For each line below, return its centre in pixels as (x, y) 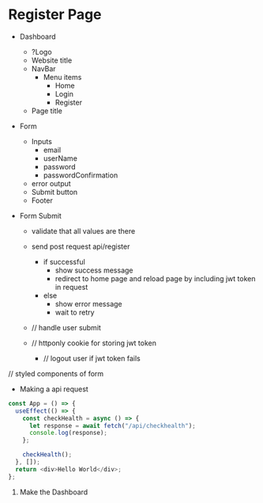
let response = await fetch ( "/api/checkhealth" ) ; (112, 425)
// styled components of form (56, 373)
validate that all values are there (83, 231)
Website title (52, 60)
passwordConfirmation (81, 175)
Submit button (54, 192)
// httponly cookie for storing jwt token (94, 343)
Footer (42, 200)
